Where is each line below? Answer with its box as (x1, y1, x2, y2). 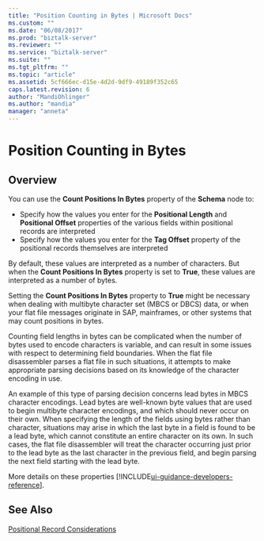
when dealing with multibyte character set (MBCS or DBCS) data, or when (8, 299, 249, 309)
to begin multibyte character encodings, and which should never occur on (8, 406, 249, 415)
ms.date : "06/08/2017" (8, 26, 83, 34)
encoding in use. (8, 374, 63, 383)
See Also (8, 503, 53, 516)
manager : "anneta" (8, 108, 69, 116)
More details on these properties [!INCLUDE (8, 472, 152, 481)
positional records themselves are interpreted (19, 244, 168, 252)
